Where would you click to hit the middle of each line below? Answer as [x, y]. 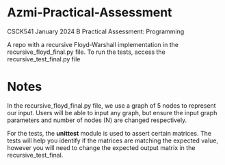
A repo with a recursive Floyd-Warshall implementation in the [93, 44]
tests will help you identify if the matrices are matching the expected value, [113, 140]
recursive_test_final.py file [44, 59]
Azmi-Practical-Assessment [90, 13]
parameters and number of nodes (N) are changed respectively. [97, 120]
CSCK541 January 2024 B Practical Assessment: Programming [96, 31]
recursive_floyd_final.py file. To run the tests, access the [86, 52]
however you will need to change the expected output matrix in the [101, 147]
